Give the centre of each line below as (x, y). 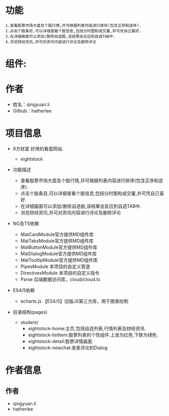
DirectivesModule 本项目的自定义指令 (60, 273)
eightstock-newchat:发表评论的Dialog (68, 348)
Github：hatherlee (32, 111)
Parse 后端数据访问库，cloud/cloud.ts (60, 279)
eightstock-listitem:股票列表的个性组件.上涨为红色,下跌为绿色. (93, 335)
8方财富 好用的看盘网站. (38, 149)
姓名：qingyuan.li (31, 105)
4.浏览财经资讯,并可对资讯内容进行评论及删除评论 (51, 42)
